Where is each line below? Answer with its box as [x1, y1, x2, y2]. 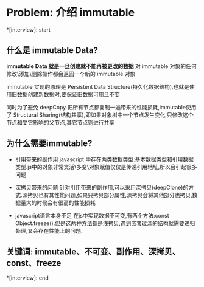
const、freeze [6, 258, 62, 268]
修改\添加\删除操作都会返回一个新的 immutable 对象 [6, 70, 136, 77]
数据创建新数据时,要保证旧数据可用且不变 [16, 91, 121, 98]
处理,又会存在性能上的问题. [15, 227, 83, 234]
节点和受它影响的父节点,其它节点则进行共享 [6, 119, 115, 126]
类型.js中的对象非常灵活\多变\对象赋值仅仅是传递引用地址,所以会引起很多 [15, 163, 197, 170]
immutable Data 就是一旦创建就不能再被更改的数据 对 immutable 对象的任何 [6, 62, 197, 70]
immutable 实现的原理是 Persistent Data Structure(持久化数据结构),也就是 [6, 83, 190, 90]
